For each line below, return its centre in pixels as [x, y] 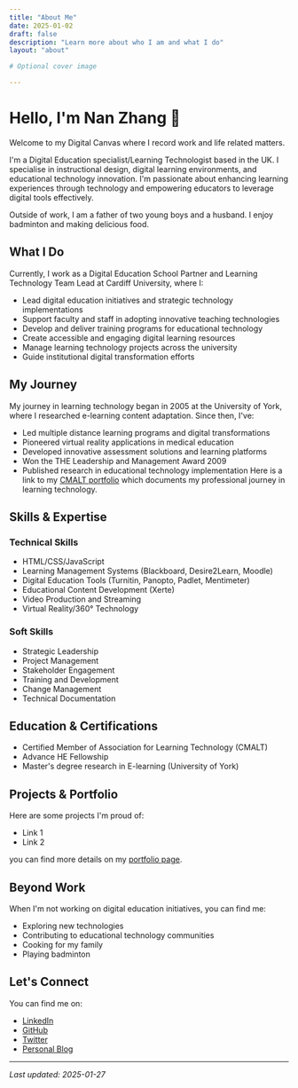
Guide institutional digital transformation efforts [108, 357]
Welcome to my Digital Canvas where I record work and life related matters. [147, 142]
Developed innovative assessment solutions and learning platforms [145, 451]
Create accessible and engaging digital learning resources [129, 337]
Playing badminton [56, 954]
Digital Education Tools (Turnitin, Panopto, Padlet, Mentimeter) [136, 580]
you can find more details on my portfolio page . [96, 859]
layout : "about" [39, 51]
